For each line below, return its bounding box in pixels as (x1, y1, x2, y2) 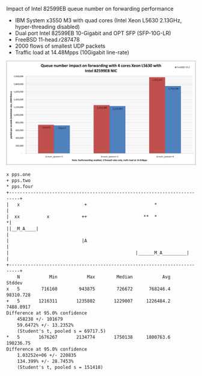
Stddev (6, 280, 23, 286)
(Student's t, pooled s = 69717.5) (17, 328, 106, 334)
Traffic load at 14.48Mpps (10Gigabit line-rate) (14, 49, 129, 56)
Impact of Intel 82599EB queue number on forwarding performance (6, 5, 174, 12)
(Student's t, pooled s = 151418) (17, 364, 103, 370)
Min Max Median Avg (49, 274, 171, 280)
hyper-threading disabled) (14, 23, 80, 30)
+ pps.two (6, 177, 31, 183)
